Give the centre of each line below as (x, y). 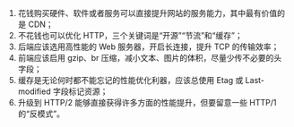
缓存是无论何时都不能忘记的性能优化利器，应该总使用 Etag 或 (130, 80)
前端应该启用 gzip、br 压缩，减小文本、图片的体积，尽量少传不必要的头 (150, 58)
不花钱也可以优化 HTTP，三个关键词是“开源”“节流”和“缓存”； (130, 35)
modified (34, 91)
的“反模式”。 (41, 114)
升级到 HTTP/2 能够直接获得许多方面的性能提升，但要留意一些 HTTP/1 (147, 102)
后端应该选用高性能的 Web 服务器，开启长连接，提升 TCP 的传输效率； (148, 47)
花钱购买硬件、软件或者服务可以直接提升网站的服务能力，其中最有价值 (147, 13)
